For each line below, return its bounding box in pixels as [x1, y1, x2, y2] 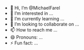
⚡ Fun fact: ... [10, 40, 38, 46]
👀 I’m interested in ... [10, 10, 53, 16]
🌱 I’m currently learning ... [10, 16, 65, 21]
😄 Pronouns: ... [10, 34, 43, 40]
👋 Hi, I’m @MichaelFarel [10, 5, 60, 11]
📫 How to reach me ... [10, 27, 58, 33]
